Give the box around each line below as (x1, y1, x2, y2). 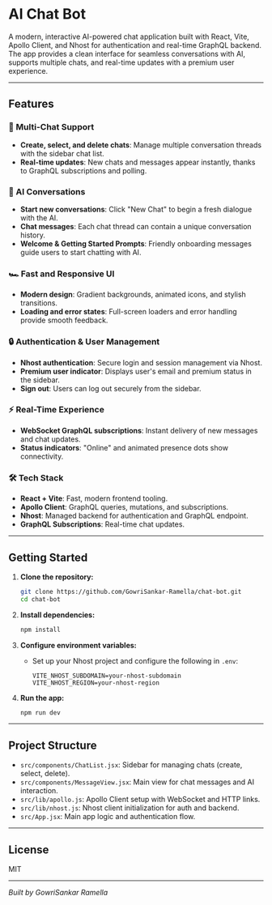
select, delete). (19, 769, 70, 779)
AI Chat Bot (8, 5, 87, 23)
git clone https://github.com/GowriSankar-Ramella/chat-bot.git (19, 587, 242, 596)
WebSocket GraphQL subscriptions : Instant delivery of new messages (19, 425, 258, 435)
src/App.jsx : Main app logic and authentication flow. (19, 812, 196, 822)
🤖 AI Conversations (8, 186, 86, 197)
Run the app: (19, 693, 65, 702)
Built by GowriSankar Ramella (8, 888, 108, 898)
